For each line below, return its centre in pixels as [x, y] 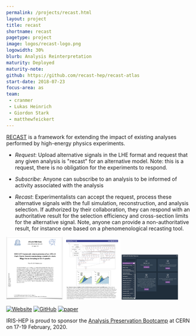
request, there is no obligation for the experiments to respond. [91, 167]
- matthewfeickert [32, 119]
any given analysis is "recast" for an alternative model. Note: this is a [99, 161]
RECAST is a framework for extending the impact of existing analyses [91, 137]
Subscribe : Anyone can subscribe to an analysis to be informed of [96, 179]
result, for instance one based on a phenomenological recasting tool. [99, 228]
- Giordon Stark [29, 113]
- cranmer [21, 101]
